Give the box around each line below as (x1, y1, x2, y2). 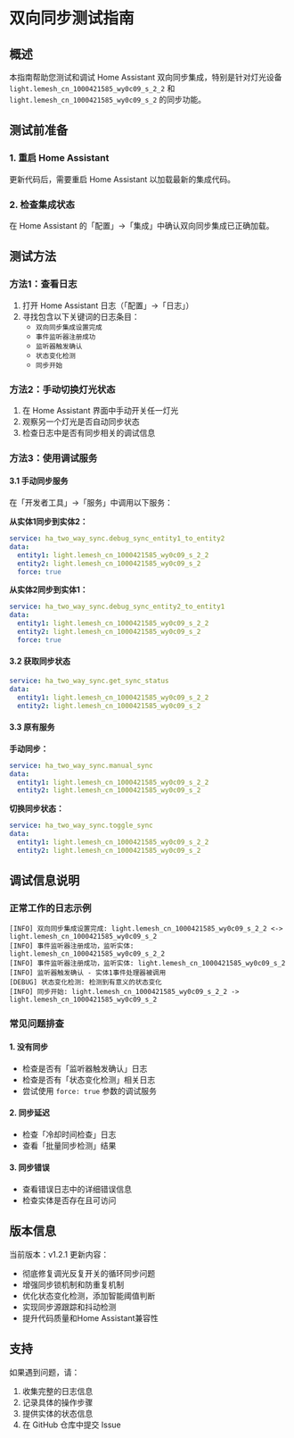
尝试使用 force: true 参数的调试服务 (21, 1085, 158, 1096)
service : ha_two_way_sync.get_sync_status (9, 676, 169, 686)
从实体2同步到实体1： (9, 584, 88, 595)
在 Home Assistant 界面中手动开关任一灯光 (21, 405, 179, 415)
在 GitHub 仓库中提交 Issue (21, 1419, 122, 1430)
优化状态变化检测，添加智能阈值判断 (21, 1290, 156, 1300)
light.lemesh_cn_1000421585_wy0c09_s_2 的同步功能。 (9, 95, 207, 105)
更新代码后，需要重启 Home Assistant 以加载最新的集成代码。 (9, 173, 236, 184)
